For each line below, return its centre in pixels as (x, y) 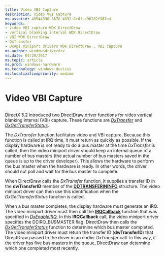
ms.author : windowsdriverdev (35, 51)
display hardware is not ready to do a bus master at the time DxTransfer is (80, 145)
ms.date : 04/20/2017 (26, 55)
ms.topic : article (24, 60)
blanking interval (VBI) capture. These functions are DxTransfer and (74, 120)
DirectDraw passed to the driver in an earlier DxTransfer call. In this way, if (81, 238)
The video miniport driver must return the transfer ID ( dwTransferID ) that (79, 232)
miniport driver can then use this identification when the (62, 192)
